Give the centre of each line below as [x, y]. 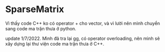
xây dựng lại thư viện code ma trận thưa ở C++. [55, 43]
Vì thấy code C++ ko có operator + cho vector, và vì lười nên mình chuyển [83, 23]
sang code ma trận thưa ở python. [41, 28]
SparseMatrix [35, 9]
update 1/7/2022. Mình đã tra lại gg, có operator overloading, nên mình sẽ [83, 38]
